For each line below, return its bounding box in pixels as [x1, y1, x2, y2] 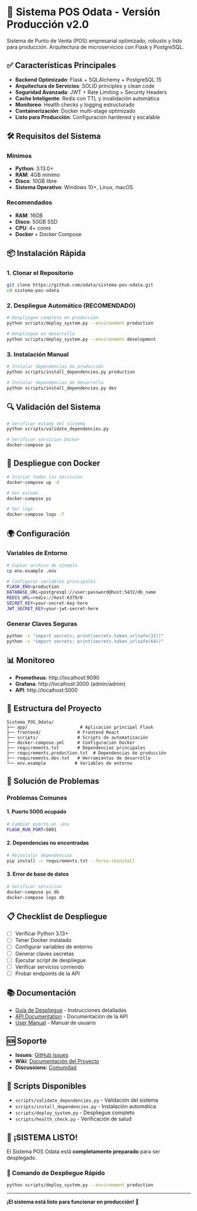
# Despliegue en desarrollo [6, 331, 75, 337]
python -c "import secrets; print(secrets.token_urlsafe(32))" [6, 633, 164, 639]
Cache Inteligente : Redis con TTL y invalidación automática [15, 95, 160, 102]
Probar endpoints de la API [15, 970, 80, 977]
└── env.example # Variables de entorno [6, 760, 133, 766]
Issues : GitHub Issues [15, 1051, 69, 1059]
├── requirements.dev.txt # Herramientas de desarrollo [6, 755, 151, 761]
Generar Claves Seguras [6, 620, 78, 628]
